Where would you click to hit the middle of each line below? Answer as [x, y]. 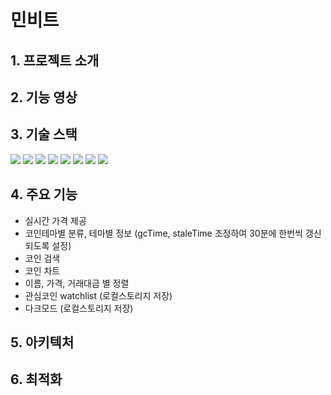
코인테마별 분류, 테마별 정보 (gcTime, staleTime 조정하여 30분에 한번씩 [163, 233]
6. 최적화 [36, 379]
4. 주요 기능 [44, 194]
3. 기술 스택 [44, 134]
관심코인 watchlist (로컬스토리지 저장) [98, 295]
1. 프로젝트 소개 [55, 60]
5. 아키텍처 [42, 342]
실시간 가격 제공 [55, 220]
